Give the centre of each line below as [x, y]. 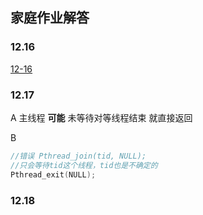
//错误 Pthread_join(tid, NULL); [78, 156]
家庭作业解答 [50, 18]
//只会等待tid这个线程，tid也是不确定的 [84, 165]
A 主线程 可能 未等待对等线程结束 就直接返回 [101, 117]
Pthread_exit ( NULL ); [53, 174]
